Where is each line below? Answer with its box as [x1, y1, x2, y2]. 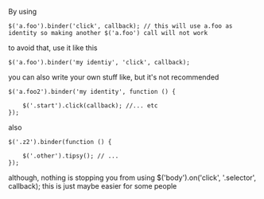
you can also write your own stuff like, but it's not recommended [8, 72, 219, 82]
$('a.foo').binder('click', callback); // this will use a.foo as [8, 22, 233, 30]
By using [8, 7, 37, 16]
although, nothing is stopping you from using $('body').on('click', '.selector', [8, 173, 257, 182]
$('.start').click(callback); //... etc [22, 102, 158, 110]
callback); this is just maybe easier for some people [8, 181, 177, 190]
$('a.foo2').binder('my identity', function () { [8, 88, 177, 96]
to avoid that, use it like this [8, 43, 98, 53]
